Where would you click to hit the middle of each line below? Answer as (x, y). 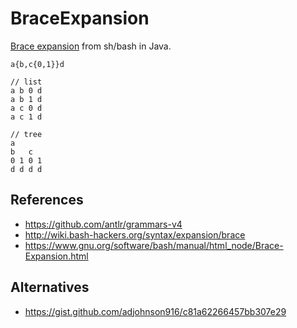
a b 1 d (26, 99)
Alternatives (50, 287)
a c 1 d (26, 117)
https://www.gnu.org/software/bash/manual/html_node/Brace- (154, 245)
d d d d (26, 169)
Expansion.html (56, 256)
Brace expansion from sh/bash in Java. (91, 46)
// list (26, 82)
